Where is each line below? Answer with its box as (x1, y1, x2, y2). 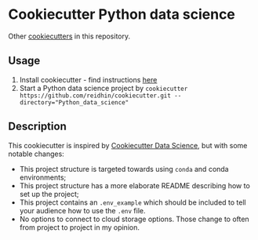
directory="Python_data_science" (19, 98, 129, 107)
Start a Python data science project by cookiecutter (19, 83, 188, 93)
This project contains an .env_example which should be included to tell (19, 198, 246, 207)
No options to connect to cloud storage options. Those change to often (19, 214, 249, 224)
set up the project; (19, 189, 79, 198)
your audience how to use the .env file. (19, 205, 146, 215)
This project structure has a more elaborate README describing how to (19, 180, 251, 190)
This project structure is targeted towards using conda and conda (19, 164, 229, 173)
